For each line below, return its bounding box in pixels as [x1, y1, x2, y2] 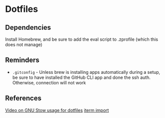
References [5, 94, 42, 103]
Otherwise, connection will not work [12, 79, 86, 85]
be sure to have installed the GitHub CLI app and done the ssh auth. [12, 74, 151, 80]
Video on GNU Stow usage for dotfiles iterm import [5, 107, 109, 113]
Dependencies [5, 23, 51, 32]
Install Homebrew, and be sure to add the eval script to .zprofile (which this [5, 36, 159, 42]
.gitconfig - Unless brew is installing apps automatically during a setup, [12, 69, 161, 75]
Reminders [5, 56, 40, 64]
